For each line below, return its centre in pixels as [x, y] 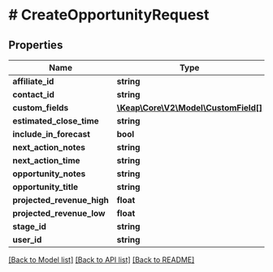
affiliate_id [33, 81]
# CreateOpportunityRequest [109, 15]
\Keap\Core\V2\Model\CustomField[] [189, 108]
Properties [36, 45]
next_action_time [46, 160]
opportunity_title [45, 187]
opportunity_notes [49, 174]
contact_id [33, 95]
